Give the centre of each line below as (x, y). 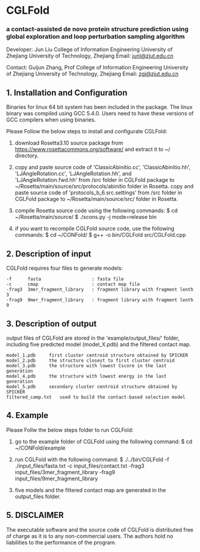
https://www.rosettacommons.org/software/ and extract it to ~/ (93, 150)
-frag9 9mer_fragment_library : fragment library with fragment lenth (100, 300)
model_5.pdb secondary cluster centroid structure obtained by (92, 386)
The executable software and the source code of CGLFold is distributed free (100, 529)
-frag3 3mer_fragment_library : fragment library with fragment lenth (100, 290)
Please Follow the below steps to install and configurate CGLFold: (87, 132)
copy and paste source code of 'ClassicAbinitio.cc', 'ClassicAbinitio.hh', (103, 167)
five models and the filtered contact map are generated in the (90, 490)
